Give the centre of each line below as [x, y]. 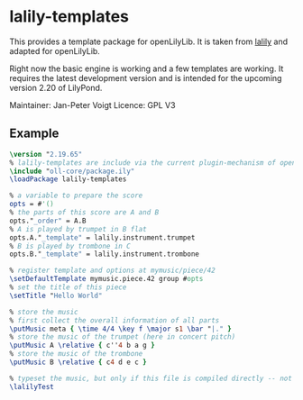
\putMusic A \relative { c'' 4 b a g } [82, 345]
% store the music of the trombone [76, 354]
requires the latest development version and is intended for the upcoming [146, 77]
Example [34, 134]
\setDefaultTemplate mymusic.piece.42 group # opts [106, 279]
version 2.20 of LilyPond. [56, 87]
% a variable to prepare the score [76, 195]
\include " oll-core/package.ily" [72, 171]
